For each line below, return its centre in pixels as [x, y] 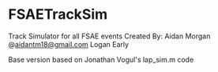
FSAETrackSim [58, 14]
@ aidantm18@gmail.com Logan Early [68, 44]
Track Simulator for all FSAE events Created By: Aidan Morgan [109, 36]
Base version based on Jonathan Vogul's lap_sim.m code [101, 59]
